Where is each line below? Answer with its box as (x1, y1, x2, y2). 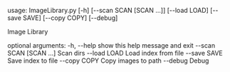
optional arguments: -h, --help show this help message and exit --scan (7, 41, 216, 49)
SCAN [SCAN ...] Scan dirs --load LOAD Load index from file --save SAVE (7, 49, 223, 57)
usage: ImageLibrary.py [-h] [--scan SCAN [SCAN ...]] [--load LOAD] (7, 6, 209, 14)
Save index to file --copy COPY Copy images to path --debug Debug (7, 56, 209, 65)
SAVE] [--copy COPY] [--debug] (22, 14, 118, 22)
